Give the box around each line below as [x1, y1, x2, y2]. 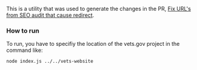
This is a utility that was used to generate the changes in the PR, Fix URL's [6, 5, 191, 12]
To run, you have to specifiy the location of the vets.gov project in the [6, 40, 180, 48]
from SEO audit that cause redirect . [6, 11, 95, 19]
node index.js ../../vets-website [6, 59, 94, 65]
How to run [6, 27, 39, 35]
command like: [6, 46, 43, 54]
